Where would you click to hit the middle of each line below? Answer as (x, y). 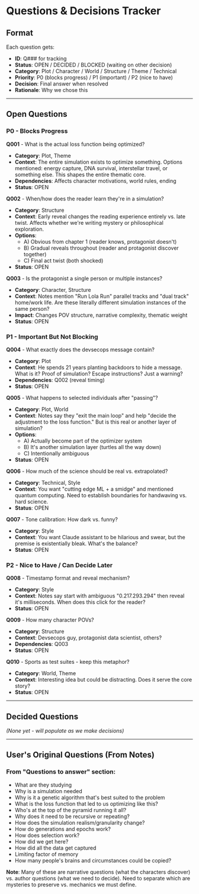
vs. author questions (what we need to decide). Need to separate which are (98, 878)
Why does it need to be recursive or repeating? (72, 816)
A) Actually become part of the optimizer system (83, 441)
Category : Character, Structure (53, 289)
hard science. (31, 501)
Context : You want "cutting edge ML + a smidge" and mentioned (94, 489)
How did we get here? (41, 841)
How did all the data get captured (55, 848)
